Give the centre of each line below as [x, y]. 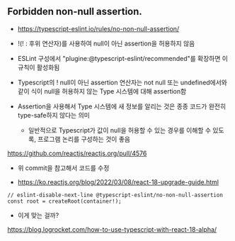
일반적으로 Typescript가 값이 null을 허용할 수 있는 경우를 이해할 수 [119, 130]
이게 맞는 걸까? [38, 215]
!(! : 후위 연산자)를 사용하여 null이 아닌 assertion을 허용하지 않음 [106, 43]
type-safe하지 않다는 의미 [53, 115]
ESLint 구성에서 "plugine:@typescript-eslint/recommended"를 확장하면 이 [123, 58]
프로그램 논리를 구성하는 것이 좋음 [84, 139]
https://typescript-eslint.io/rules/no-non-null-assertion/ [98, 28]
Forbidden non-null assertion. [75, 12]
